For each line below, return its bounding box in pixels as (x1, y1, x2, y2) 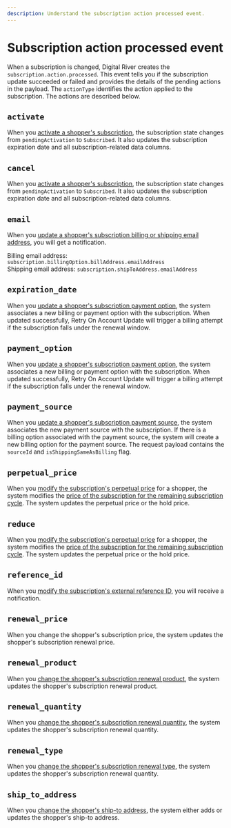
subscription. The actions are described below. (7, 92, 141, 100)
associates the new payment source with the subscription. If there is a (7, 425, 207, 434)
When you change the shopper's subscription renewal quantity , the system (7, 718, 221, 727)
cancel (7, 163, 36, 173)
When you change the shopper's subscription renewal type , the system (7, 763, 210, 771)
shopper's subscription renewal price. (7, 638, 115, 646)
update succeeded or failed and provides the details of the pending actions (7, 77, 221, 85)
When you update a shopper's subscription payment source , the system (7, 418, 212, 427)
